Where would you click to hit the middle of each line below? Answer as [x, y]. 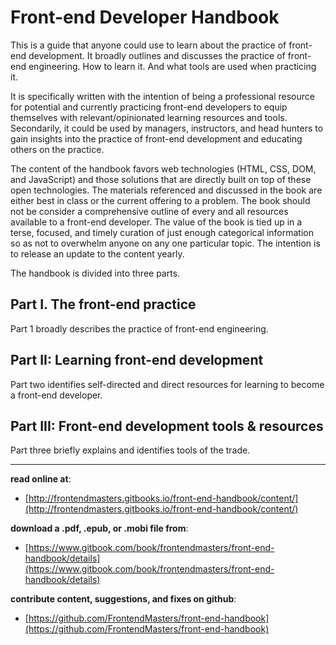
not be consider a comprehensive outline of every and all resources [149, 211]
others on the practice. [57, 149]
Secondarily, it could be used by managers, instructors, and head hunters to [167, 128]
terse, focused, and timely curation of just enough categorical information [162, 232]
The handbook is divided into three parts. [95, 273]
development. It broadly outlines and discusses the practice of [157, 55]
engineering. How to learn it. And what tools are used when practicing [172, 66]
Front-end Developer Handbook [145, 17]
